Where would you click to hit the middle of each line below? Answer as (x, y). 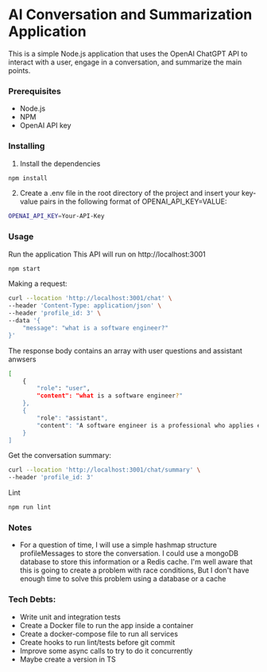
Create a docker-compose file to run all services (99, 634)
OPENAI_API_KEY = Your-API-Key (56, 217)
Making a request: (38, 283)
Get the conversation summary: (60, 455)
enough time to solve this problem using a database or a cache (123, 579)
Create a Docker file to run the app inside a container (106, 625)
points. (19, 70)
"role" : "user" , (64, 389)
